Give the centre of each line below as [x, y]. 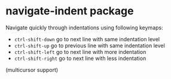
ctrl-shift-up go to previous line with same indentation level [89, 45]
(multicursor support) [32, 69]
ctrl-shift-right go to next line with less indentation [80, 58]
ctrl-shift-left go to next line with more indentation [80, 51]
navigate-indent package [70, 11]
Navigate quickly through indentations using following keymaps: [84, 28]
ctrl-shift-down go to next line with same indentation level [87, 39]
